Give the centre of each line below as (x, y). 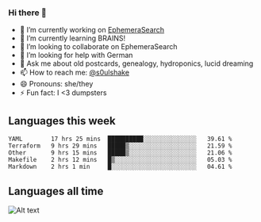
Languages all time (56, 191)
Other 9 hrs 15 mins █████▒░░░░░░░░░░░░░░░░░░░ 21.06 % (120, 153)
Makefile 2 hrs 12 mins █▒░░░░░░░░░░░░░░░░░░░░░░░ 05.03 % (120, 160)
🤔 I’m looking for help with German (76, 55)
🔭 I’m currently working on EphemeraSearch (92, 30)
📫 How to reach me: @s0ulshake (74, 73)
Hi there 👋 (28, 13)
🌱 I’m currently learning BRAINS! (72, 38)
